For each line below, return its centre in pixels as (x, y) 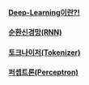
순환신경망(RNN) (35, 32)
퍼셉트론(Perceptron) (43, 72)
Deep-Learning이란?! (44, 12)
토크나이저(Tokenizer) (44, 52)
